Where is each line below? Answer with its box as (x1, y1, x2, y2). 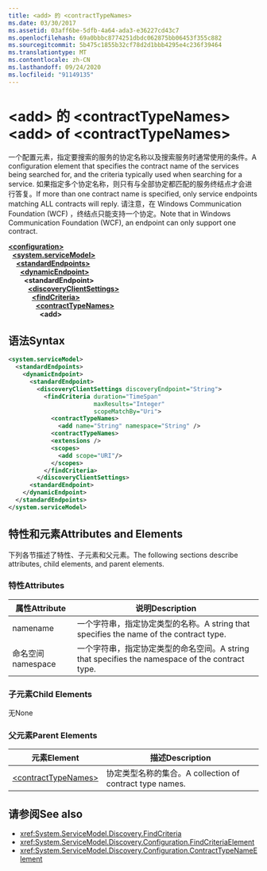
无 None (8, 708, 33, 718)
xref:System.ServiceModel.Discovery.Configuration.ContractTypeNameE (19, 846, 258, 855)
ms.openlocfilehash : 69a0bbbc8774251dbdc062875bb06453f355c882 (8, 33, 222, 42)
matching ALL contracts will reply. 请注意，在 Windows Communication (8, 199, 242, 208)
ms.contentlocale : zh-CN (8, 56, 91, 64)
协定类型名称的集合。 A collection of (106, 768, 240, 779)
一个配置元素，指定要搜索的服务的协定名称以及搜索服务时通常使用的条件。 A (8, 152, 257, 161)
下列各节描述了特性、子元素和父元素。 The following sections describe (8, 550, 238, 559)
